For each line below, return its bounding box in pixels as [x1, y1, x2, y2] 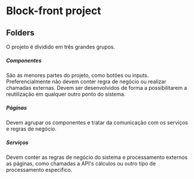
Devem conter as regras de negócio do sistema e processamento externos [6, 154, 188, 161]
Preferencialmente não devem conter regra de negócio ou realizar [6, 78, 166, 85]
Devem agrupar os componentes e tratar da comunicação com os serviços [6, 119, 188, 126]
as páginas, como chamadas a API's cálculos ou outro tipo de [6, 160, 156, 167]
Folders [6, 28, 35, 38]
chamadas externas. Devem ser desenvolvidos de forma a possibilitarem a [6, 84, 188, 91]
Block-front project [6, 4, 101, 18]
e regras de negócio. [6, 125, 57, 132]
